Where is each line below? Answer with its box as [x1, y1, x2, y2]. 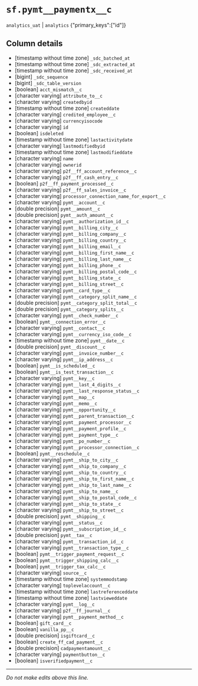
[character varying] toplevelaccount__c [14, 581, 111, 589]
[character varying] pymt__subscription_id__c [14, 525, 127, 532]
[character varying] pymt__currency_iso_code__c [14, 330, 132, 337]
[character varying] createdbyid [14, 98, 93, 105]
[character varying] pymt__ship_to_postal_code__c [14, 493, 137, 500]
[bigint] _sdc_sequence [14, 73, 68, 80]
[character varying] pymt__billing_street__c [14, 280, 124, 287]
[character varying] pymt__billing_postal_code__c [14, 268, 137, 275]
